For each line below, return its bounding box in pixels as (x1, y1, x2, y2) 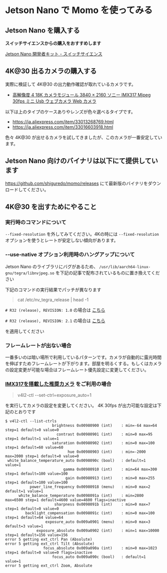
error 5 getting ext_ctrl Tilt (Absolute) (5, 541, 95, 546)
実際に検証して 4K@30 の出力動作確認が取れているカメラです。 (5, 81, 136, 87)
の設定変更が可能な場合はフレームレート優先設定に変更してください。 (5, 366, 149, 373)
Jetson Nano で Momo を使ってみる (5, 5, 153, 16)
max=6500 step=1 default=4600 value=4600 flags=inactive (5, 497, 126, 503)
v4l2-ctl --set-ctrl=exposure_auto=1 (17, 392, 92, 398)
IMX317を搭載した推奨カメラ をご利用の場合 (5, 380, 112, 387)
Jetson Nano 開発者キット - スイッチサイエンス (5, 51, 103, 57)
